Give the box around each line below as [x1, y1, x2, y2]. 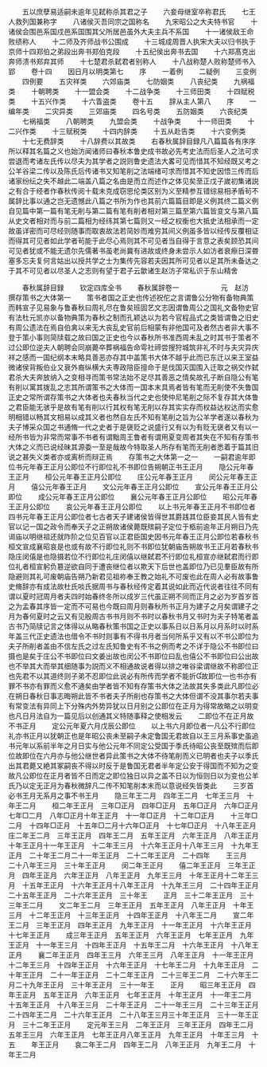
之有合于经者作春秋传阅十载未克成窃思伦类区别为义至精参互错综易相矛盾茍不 [8, 186, 259, 195]
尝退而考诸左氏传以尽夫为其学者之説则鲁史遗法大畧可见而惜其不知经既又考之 [8, 156, 259, 166]
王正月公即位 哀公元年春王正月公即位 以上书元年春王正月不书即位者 [8, 502, 256, 512]
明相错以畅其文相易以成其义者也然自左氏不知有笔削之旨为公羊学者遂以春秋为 [8, 413, 259, 422]
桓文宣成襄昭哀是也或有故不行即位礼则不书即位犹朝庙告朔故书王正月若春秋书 [8, 542, 259, 551]
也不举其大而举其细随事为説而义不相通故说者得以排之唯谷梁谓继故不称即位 [8, 661, 252, 671]
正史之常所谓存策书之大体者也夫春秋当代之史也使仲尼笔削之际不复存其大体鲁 [8, 393, 259, 402]
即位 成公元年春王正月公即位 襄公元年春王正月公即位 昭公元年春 [8, 492, 258, 501]
